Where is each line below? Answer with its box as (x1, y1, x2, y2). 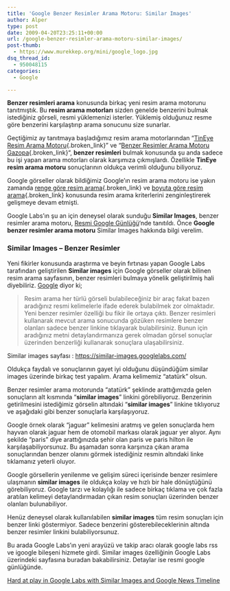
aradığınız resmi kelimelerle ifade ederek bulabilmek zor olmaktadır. (23, 302, 215, 310)
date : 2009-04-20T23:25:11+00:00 (7, 29, 103, 36)
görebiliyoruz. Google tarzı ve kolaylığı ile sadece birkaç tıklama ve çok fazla (7, 485, 223, 493)
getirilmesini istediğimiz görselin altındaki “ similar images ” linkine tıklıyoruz (7, 400, 220, 408)
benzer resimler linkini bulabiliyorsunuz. (7, 527, 119, 536)
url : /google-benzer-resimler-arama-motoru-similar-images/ (7, 36, 183, 43)
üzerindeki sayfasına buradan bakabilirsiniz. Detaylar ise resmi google (7, 555, 205, 564)
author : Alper (7, 16, 48, 23)
